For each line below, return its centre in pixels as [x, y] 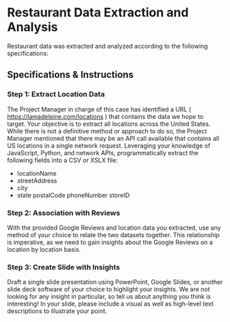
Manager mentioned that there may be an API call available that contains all [113, 138]
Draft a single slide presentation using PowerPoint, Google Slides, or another [115, 282]
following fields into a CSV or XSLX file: [63, 160]
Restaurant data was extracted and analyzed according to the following [107, 46]
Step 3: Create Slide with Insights [64, 267]
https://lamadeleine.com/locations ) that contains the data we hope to [105, 116]
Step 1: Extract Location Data [56, 94]
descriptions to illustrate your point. [57, 311]
